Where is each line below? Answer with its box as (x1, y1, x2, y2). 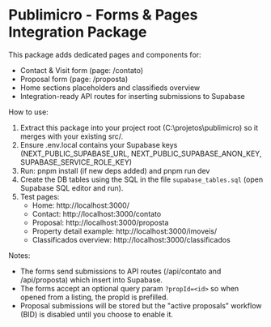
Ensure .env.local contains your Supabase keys (19, 140, 178, 149)
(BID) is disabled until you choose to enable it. (19, 309, 174, 319)
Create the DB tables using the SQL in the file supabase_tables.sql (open (19, 174, 264, 184)
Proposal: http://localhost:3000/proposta (32, 217, 169, 227)
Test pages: (19, 191, 60, 201)
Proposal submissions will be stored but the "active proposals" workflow (19, 300, 262, 310)
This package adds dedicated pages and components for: (8, 49, 201, 59)
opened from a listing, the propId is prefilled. (19, 292, 168, 302)
